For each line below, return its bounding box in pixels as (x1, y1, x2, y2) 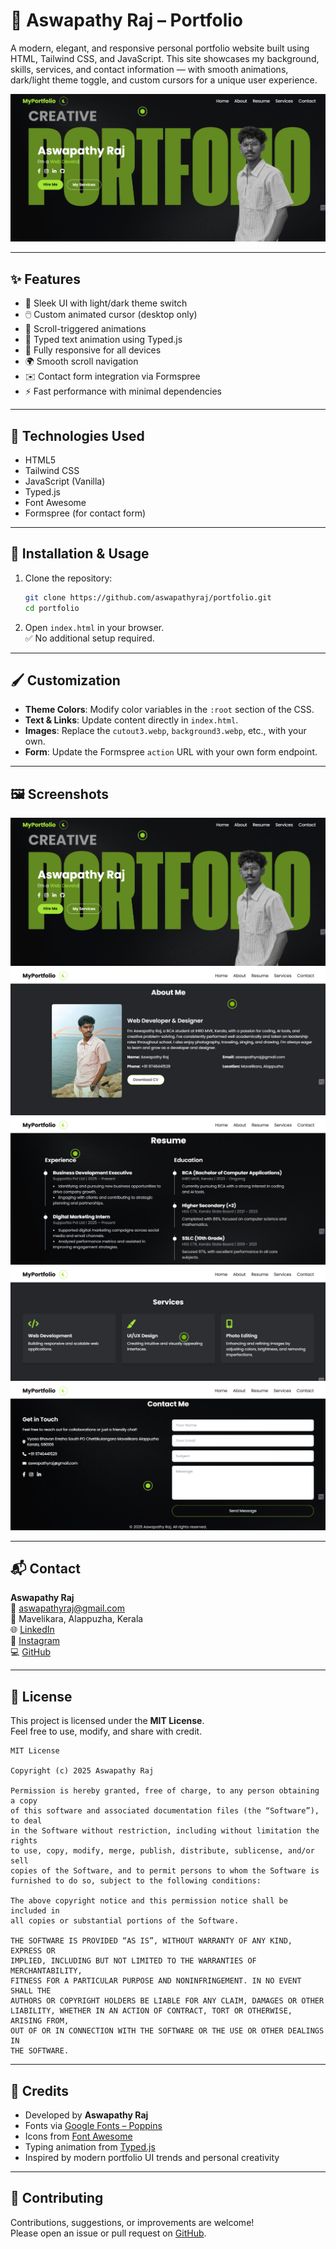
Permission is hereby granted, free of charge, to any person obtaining (10, 1786, 320, 1796)
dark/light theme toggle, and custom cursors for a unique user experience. (10, 74, 318, 86)
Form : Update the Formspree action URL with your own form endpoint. (24, 746, 318, 758)
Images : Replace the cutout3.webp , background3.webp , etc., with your (24, 725, 307, 737)
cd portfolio (24, 603, 80, 613)
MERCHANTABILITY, (10, 1966, 83, 1976)
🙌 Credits (10, 2082, 70, 2099)
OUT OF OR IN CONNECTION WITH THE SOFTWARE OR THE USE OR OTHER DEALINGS (10, 2026, 325, 2036)
